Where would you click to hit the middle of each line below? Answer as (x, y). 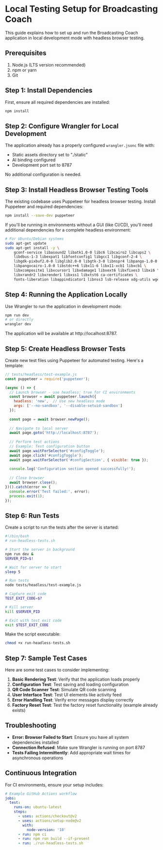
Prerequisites (26, 53)
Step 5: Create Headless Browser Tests (65, 349)
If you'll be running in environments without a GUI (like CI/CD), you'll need (79, 225)
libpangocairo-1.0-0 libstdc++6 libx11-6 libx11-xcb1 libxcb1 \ (80, 266)
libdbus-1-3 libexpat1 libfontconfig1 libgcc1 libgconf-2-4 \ (78, 257)
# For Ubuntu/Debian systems (34, 239)
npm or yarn (24, 70)
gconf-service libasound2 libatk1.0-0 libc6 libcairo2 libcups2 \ (82, 252)
